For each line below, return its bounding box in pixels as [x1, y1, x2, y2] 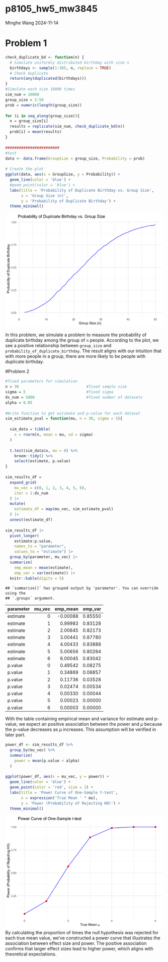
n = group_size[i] [10, 119, 49, 124]
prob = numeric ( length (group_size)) [5, 102, 82, 108]
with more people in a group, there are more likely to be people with [5, 353, 146, 359]
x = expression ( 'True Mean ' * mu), [21, 795, 98, 800]
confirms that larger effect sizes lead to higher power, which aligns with [5, 946, 153, 952]
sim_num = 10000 [5, 92, 39, 97]
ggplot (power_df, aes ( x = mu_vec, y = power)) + [5, 774, 109, 779]
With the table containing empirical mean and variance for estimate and [5, 716, 153, 722]
